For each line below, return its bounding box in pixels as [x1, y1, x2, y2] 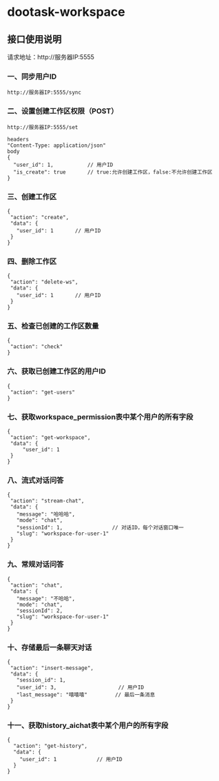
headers [7, 136, 30, 143]
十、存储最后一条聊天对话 [7, 642, 92, 652]
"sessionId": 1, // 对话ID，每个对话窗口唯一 [16, 525, 184, 531]
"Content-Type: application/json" [7, 142, 107, 149]
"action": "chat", [10, 582, 63, 589]
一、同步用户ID [7, 72, 57, 81]
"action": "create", [10, 214, 70, 221]
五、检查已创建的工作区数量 [7, 321, 99, 331]
